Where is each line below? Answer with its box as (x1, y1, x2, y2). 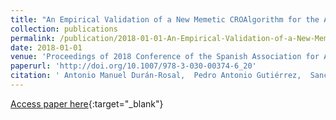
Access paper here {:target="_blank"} (10, 97, 164, 110)
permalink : (10, 33, 56, 43)
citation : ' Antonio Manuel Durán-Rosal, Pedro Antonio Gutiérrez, (10, 71, 302, 81)
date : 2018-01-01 (10, 42, 83, 53)
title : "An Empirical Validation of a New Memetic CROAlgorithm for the (10, 14, 320, 25)
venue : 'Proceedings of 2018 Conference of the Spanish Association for (10, 52, 320, 62)
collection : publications (10, 24, 118, 34)
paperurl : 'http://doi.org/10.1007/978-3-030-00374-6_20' (10, 61, 257, 71)
